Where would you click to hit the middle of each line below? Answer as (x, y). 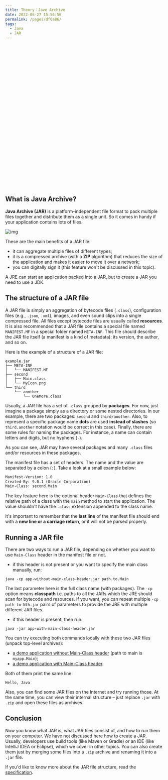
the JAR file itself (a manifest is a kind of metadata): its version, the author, (82, 337)
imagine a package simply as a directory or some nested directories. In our (82, 411)
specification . (19, 772)
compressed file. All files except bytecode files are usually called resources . (84, 321)
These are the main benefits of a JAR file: (48, 241)
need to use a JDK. (25, 282)
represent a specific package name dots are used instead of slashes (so (81, 421)
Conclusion (24, 718)
